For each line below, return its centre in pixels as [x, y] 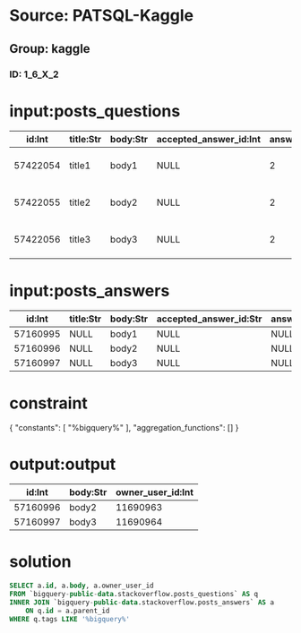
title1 [80, 166]
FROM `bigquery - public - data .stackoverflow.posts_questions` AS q [133, 595]
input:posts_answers [90, 291]
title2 [80, 202]
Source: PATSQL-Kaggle [102, 16]
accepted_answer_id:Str [209, 319]
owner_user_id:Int [155, 492]
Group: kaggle [50, 49]
